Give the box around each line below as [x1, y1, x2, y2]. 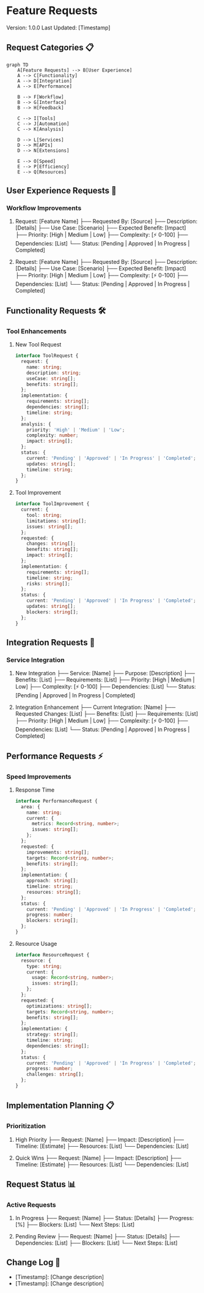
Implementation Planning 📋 [6, 1100, 115, 1111]
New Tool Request [15, 341, 62, 348]
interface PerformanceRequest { [15, 798, 98, 804]
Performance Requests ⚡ [6, 751, 104, 761]
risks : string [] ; [26, 580, 71, 587]
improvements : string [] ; [26, 849, 90, 855]
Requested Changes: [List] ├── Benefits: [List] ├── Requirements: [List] [15, 710, 199, 718]
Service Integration [6, 656, 65, 664]
